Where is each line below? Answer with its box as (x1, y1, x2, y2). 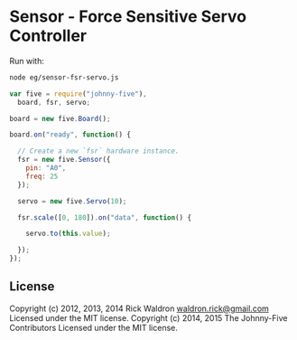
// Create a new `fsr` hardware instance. (17, 146, 180, 156)
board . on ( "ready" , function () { (9, 130, 131, 139)
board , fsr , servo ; (17, 98, 91, 107)
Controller (9, 25, 88, 46)
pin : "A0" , (25, 164, 67, 173)
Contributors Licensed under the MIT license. (9, 322, 178, 333)
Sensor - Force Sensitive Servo (9, 6, 246, 27)
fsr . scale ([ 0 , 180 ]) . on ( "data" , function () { (17, 212, 192, 222)
